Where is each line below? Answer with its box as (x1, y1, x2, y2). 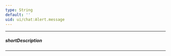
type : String (5, 7, 33, 13)
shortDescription (5, 37, 42, 43)
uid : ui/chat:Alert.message (5, 17, 65, 22)
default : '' (5, 12, 31, 17)
